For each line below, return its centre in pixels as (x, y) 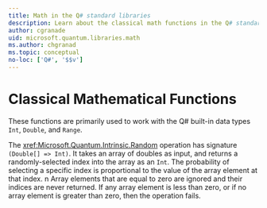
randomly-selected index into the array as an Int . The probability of (119, 162)
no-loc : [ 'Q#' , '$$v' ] (46, 60)
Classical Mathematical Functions (122, 99)
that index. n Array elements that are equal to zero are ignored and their (126, 179)
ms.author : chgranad (43, 45)
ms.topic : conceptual (44, 52)
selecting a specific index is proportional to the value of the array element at (133, 170)
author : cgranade (37, 30)
